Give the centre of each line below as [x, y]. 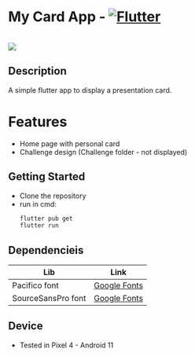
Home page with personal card [70, 143]
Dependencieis [46, 250]
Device [26, 326]
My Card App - [57, 17]
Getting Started [47, 177]
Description [37, 71]
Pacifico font [35, 285]
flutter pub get [46, 218]
